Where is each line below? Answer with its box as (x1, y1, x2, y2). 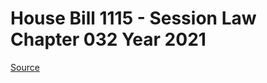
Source (10, 61, 40, 73)
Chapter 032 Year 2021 (10, 28, 207, 51)
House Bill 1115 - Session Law (10, 7, 257, 30)
